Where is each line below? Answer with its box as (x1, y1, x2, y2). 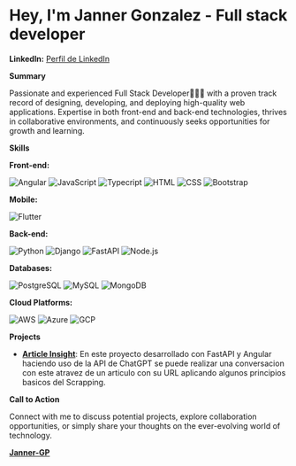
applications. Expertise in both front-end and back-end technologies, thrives (9, 106, 287, 117)
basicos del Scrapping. (21, 377, 106, 387)
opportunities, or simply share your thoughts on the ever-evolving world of (9, 420, 281, 431)
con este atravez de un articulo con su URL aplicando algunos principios (21, 367, 286, 377)
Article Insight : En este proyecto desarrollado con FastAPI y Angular (21, 348, 272, 359)
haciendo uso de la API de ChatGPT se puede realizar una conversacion (21, 358, 285, 369)
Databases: (9, 262, 53, 273)
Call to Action (9, 393, 60, 404)
